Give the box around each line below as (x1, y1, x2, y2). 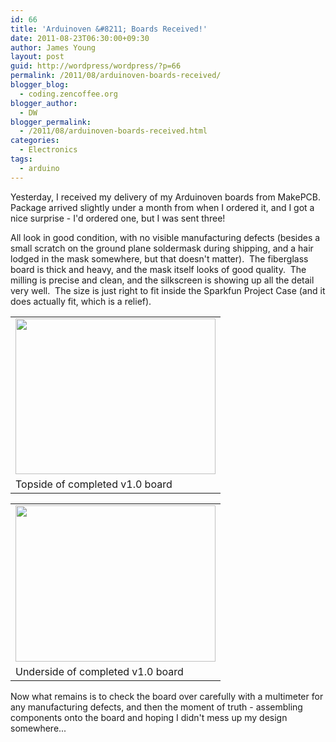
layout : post (10, 52, 65, 62)
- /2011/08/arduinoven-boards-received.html (19, 126, 208, 136)
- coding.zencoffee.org (19, 89, 118, 99)
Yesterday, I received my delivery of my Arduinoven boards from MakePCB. (10, 191, 322, 203)
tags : (10, 154, 33, 164)
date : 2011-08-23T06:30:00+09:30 (10, 33, 150, 43)
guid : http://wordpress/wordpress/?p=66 (10, 61, 182, 71)
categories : (10, 136, 60, 146)
